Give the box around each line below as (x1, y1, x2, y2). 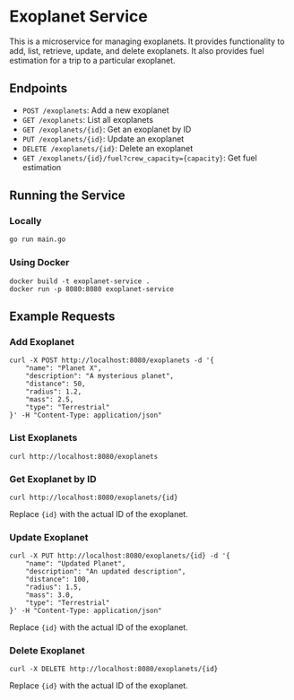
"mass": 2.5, (25, 395, 74, 404)
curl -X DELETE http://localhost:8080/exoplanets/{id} (9, 665, 219, 674)
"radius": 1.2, (25, 387, 82, 396)
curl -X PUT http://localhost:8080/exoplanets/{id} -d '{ (9, 551, 230, 561)
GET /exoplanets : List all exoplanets (22, 114, 154, 125)
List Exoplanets (9, 432, 78, 445)
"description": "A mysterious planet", (25, 372, 175, 381)
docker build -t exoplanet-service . (9, 276, 151, 286)
